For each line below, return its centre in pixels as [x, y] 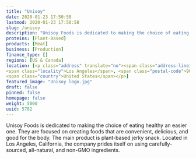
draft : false [22, 87]
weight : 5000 [22, 103]
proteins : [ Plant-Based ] [36, 38]
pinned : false [23, 93]
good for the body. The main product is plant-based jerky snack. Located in [97, 138]
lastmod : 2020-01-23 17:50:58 [43, 22]
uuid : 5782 [19, 109]
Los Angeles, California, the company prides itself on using [77, 144]
